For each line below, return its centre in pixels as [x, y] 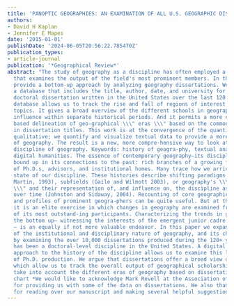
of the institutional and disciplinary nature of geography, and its [116, 234]
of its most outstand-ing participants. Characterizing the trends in [118, 214]
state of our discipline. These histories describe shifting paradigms [120, 175]
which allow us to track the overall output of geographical [104, 266]
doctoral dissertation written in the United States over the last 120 [120, 98]
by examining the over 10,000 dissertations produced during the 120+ [118, 240]
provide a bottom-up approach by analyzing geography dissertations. [116, 85]
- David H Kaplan [32, 26]
